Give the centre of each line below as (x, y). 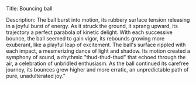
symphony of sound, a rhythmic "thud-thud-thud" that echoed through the (96, 57)
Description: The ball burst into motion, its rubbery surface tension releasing (98, 20)
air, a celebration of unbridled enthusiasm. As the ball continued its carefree (97, 63)
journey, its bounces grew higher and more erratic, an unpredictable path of (97, 69)
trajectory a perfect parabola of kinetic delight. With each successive (89, 32)
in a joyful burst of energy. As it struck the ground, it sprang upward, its (92, 26)
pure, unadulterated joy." (36, 76)
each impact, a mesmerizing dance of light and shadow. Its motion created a (98, 51)
